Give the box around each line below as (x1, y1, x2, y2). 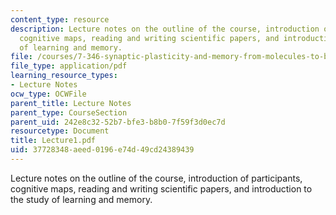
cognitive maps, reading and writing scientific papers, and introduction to (10, 182, 313, 195)
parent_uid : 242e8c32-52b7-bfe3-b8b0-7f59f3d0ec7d (10, 117, 226, 127)
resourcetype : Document (10, 126, 110, 136)
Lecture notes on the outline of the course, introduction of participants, (10, 172, 303, 184)
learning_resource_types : (10, 71, 118, 81)
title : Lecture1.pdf (10, 136, 97, 146)
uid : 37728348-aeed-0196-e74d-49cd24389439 (10, 145, 195, 155)
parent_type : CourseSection (10, 107, 128, 118)
